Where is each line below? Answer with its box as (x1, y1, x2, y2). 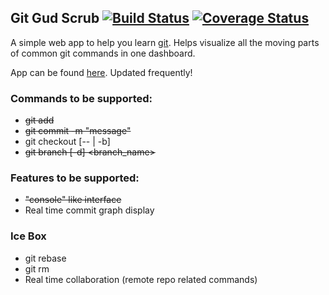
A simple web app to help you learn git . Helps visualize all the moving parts (10, 36, 320, 48)
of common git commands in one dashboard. (10, 47, 196, 59)
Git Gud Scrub (10, 10, 100, 27)
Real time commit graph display (24, 204, 155, 216)
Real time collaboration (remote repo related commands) (24, 273, 258, 285)
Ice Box (10, 229, 47, 243)
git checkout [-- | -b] (24, 136, 111, 148)
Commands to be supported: (10, 91, 153, 105)
